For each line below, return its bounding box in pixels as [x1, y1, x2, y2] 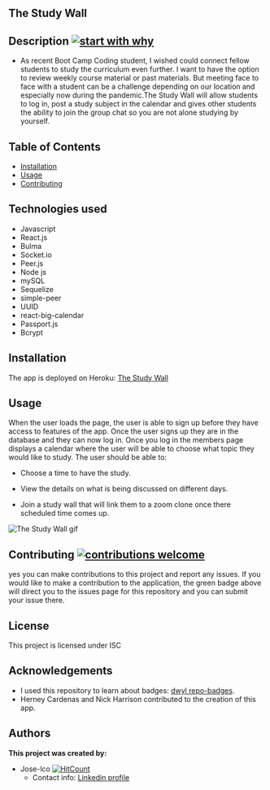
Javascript [20, 224, 56, 234]
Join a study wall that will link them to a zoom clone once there [20, 500, 232, 509]
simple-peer [20, 293, 62, 303]
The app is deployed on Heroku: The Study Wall [8, 373, 169, 382]
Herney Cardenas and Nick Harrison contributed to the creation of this [20, 694, 256, 704]
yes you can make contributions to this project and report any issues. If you [8, 570, 262, 579]
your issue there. [8, 596, 65, 605]
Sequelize [20, 284, 54, 294]
